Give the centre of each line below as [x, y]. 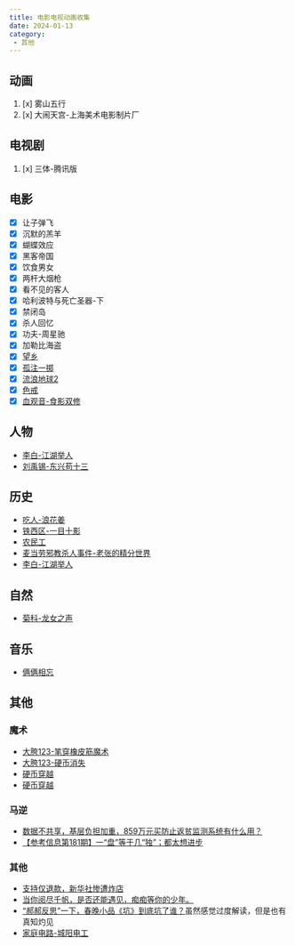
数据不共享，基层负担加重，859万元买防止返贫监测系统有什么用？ [142, 831]
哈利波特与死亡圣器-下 [63, 301]
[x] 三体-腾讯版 [50, 168]
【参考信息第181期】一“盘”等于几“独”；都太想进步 [112, 842]
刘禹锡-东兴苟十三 [55, 466]
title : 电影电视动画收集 [50, 17]
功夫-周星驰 [44, 334]
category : [28, 34]
